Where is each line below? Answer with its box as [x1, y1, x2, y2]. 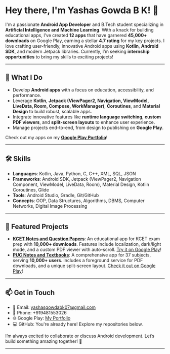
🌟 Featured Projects [5, 222, 69, 231]
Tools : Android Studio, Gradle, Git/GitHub [12, 192, 99, 198]
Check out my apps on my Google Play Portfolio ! [5, 134, 108, 140]
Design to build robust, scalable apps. [12, 108, 92, 114]
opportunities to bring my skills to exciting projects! [5, 53, 114, 60]
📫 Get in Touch [5, 288, 55, 297]
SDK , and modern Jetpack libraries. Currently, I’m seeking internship [5, 48, 150, 54]
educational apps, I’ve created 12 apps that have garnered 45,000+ [5, 32, 147, 38]
